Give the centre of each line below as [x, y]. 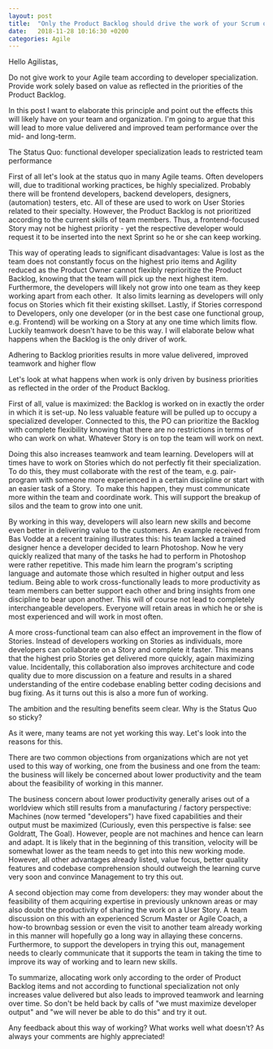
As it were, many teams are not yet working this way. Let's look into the [128, 733]
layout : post [30, 16]
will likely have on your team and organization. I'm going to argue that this [132, 120]
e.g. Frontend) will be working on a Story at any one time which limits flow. [133, 322]
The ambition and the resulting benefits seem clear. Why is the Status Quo [133, 709]
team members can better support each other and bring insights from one [132, 591]
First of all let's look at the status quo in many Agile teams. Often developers [136, 176]
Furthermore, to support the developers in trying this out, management [127, 945]
